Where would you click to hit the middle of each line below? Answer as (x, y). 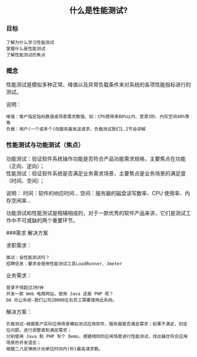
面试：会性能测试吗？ (28, 258)
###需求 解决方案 (27, 233)
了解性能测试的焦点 (26, 55)
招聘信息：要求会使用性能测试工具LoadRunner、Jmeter (64, 264)
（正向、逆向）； (26, 166)
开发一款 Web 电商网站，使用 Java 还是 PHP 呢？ (60, 294)
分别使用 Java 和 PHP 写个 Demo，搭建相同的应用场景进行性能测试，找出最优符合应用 (97, 336)
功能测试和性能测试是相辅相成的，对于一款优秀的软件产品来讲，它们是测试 (96, 213)
